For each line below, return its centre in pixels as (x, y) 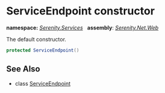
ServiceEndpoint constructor (81, 11)
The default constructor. (36, 39)
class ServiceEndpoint (43, 83)
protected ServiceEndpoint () (43, 50)
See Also (23, 69)
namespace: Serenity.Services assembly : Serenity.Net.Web (82, 28)
